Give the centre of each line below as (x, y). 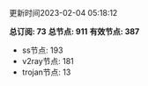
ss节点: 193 (42, 50)
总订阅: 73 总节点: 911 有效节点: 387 (74, 32)
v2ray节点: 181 (48, 61)
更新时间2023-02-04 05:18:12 (63, 13)
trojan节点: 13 (46, 72)
